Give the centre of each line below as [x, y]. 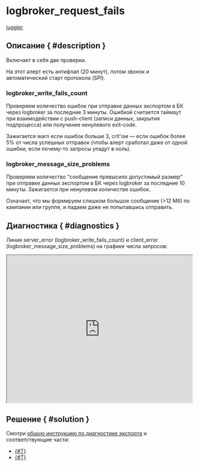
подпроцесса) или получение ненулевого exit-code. [72, 125]
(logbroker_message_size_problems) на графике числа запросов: [87, 246]
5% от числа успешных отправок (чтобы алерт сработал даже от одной [97, 142]
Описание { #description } [56, 46]
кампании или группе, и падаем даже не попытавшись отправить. [90, 207]
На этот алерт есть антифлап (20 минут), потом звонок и [78, 71]
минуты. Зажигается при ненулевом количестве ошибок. [78, 190]
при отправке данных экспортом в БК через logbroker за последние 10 [96, 183]
